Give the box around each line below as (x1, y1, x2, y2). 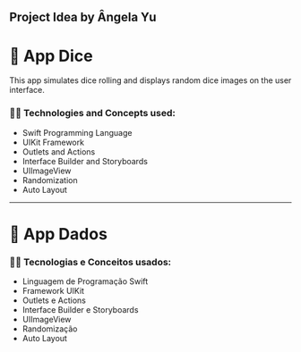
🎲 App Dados (9, 223, 107, 244)
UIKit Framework (21, 137, 85, 147)
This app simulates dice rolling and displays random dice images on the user (9, 75, 292, 86)
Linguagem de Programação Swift (21, 276, 149, 287)
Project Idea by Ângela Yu (9, 10, 157, 25)
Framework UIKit (21, 286, 85, 297)
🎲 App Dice (9, 46, 93, 66)
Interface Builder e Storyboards (21, 305, 139, 315)
